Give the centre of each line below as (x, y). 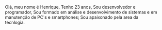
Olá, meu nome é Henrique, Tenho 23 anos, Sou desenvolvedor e (70, 7)
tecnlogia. (15, 22)
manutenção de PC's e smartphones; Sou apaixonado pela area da (72, 17)
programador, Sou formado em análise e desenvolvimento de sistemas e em (81, 12)
